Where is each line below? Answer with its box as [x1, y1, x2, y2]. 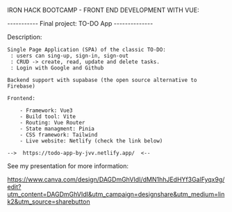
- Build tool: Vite [19, 113, 76, 120]
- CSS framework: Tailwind [19, 131, 98, 138]
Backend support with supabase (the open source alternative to [7, 76, 197, 83]
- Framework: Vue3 [19, 107, 73, 114]
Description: [7, 33, 42, 41]
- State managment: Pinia [19, 125, 95, 132]
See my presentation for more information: [7, 162, 129, 170]
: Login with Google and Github [10, 65, 104, 72]
